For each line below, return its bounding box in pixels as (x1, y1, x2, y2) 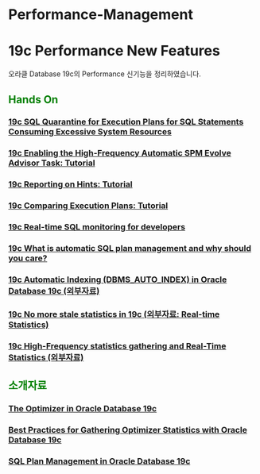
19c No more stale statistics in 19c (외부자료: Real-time (8, 308, 220, 319)
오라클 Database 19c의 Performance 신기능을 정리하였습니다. (8, 69, 201, 79)
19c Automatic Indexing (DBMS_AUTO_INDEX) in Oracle (8, 274, 227, 285)
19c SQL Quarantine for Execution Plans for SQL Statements (8, 117, 244, 128)
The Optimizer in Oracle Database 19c (8, 403, 157, 414)
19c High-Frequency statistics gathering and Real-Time (8, 340, 227, 351)
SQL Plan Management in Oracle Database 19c (8, 455, 191, 466)
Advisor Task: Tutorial (8, 157, 95, 168)
